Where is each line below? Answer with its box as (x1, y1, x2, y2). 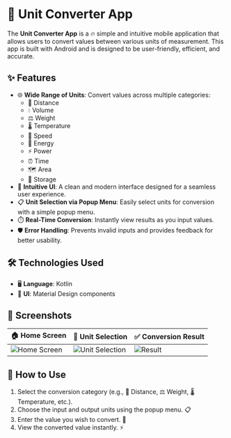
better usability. (17, 236, 63, 244)
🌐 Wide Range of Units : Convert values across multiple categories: (17, 91, 211, 99)
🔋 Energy (27, 139, 54, 147)
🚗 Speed (27, 132, 53, 140)
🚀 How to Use (7, 368, 66, 380)
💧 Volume (27, 106, 54, 114)
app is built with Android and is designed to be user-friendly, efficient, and (7, 45, 221, 53)
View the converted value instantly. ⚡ (17, 423, 124, 432)
